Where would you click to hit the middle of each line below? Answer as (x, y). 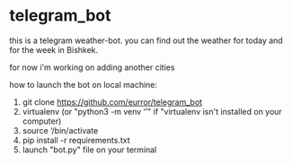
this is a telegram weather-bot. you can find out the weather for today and (146, 40)
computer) (42, 121)
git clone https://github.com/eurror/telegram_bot (112, 102)
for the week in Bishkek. (54, 49)
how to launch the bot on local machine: (84, 84)
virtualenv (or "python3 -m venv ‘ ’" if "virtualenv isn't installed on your (152, 111)
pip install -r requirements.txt (76, 140)
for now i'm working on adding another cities (92, 67)
